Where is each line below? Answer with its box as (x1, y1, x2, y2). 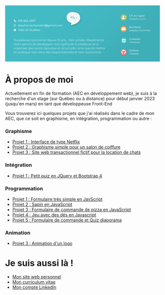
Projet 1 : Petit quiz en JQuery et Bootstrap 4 (12, 173, 102, 179)
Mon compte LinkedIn (12, 284, 56, 290)
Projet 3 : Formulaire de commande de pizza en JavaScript (12, 207, 131, 213)
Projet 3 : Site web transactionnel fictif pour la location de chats (12, 149, 141, 155)
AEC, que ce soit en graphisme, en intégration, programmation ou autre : (5, 116, 152, 122)
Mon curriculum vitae (12, 279, 55, 285)
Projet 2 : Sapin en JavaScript (12, 201, 73, 207)
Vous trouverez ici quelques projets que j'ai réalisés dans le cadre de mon (5, 110, 155, 116)
